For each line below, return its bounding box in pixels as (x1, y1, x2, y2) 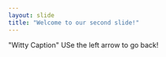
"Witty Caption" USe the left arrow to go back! (8, 40, 159, 49)
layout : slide (8, 11, 55, 20)
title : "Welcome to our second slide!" (8, 19, 140, 27)
